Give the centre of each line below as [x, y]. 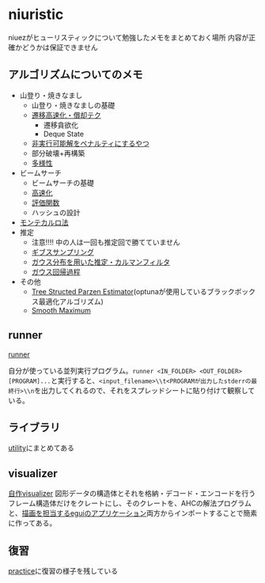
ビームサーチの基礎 [63, 183]
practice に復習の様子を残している [63, 571]
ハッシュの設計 [56, 212]
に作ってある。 [32, 523]
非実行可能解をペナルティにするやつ [90, 143]
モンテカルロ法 [44, 222]
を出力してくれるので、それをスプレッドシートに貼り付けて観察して [145, 390]
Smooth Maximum [61, 310]
